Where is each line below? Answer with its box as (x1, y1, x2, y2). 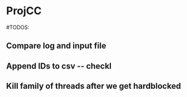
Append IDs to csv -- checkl (6, 61, 112, 71)
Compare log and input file (6, 41, 107, 51)
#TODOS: (6, 24, 30, 31)
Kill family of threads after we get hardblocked (6, 81, 181, 91)
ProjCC (6, 4, 42, 18)
